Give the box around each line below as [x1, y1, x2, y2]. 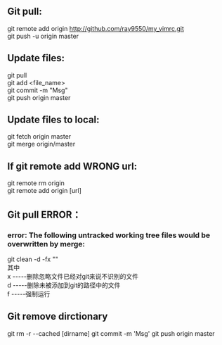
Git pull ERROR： [7, 208, 82, 220]
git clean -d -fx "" [7, 255, 58, 263]
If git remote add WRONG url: [7, 160, 138, 172]
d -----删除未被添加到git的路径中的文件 [7, 281, 121, 289]
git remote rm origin [7, 179, 65, 187]
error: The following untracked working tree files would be [7, 230, 211, 240]
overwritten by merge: [7, 239, 86, 249]
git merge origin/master [7, 140, 76, 149]
